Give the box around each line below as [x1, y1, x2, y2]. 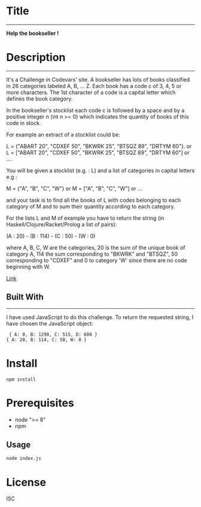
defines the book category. [6, 95, 73, 102]
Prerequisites [6, 396, 75, 409]
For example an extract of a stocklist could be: [6, 130, 121, 138]
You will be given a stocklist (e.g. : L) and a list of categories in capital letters [6, 166, 195, 174]
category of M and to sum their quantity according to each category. [6, 202, 175, 210]
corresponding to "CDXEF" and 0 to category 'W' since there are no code [6, 256, 187, 264]
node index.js [6, 456, 42, 462]
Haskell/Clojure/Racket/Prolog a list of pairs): [6, 220, 117, 228]
